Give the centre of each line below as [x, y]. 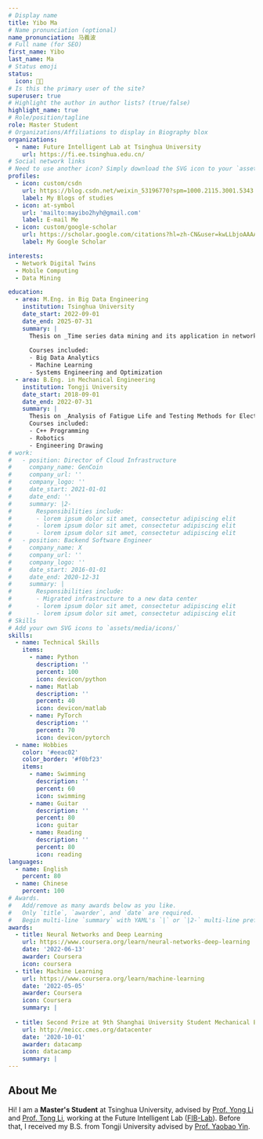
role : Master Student [43, 125]
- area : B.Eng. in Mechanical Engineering [85, 379]
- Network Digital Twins [56, 263]
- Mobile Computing [47, 271]
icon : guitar [58, 826]
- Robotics [47, 438]
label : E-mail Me [50, 220]
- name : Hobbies [41, 745]
